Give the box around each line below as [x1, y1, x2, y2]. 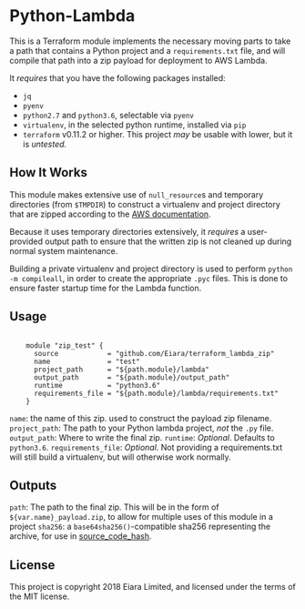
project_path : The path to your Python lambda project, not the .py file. [9, 422, 274, 433]
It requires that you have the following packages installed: [9, 72, 226, 83]
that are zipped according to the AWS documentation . [9, 208, 211, 219]
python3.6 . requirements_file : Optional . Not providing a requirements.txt [9, 442, 283, 452]
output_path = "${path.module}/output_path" [33, 372, 230, 382]
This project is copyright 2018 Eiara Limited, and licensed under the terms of [9, 582, 296, 593]
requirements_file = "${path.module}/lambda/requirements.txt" [33, 389, 280, 398]
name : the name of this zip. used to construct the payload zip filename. [9, 412, 272, 423]
